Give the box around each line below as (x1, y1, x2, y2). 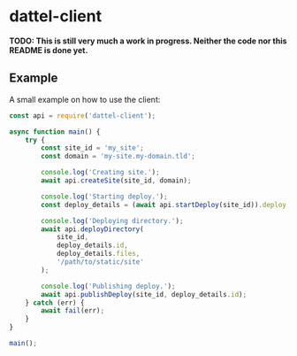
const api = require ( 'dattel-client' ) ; (9, 111, 156, 120)
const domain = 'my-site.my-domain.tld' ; (41, 152, 196, 161)
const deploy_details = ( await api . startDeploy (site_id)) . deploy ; (41, 200, 291, 209)
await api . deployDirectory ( (41, 224, 144, 234)
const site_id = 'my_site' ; (41, 143, 144, 152)
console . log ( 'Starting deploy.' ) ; (41, 192, 168, 201)
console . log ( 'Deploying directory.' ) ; (41, 216, 184, 225)
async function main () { (9, 127, 101, 136)
